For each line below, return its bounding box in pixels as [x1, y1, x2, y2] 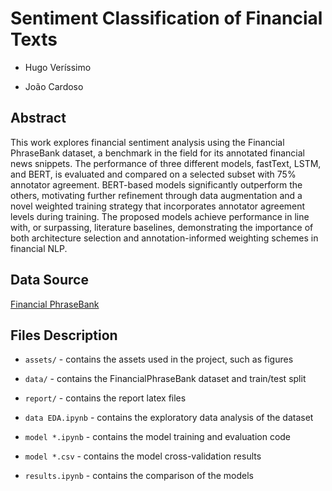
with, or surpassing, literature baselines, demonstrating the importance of [10, 221, 314, 233]
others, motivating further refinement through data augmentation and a [10, 189, 303, 201]
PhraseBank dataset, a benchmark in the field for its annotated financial [10, 147, 305, 159]
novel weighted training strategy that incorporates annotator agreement [10, 200, 306, 212]
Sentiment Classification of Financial [10, 7, 323, 30]
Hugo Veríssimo [24, 61, 92, 73]
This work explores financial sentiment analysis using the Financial [10, 136, 285, 148]
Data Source [10, 272, 89, 289]
